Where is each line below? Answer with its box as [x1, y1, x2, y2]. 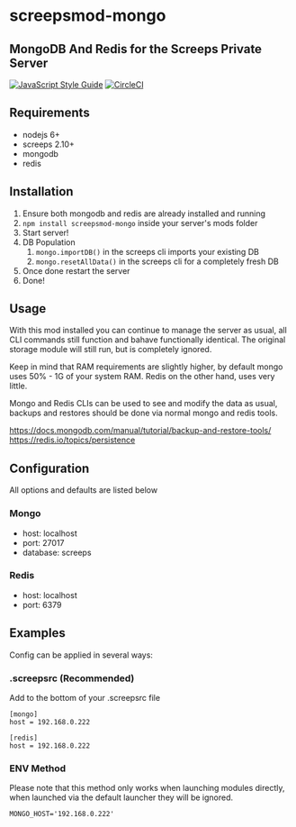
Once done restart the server [22, 265, 130, 276]
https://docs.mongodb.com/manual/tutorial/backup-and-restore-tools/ [9, 425, 272, 436]
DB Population [22, 236, 76, 248]
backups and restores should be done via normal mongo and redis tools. [9, 407, 278, 419]
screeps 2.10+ [22, 139, 75, 150]
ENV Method [9, 762, 67, 775]
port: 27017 [22, 537, 65, 548]
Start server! [22, 227, 69, 238]
